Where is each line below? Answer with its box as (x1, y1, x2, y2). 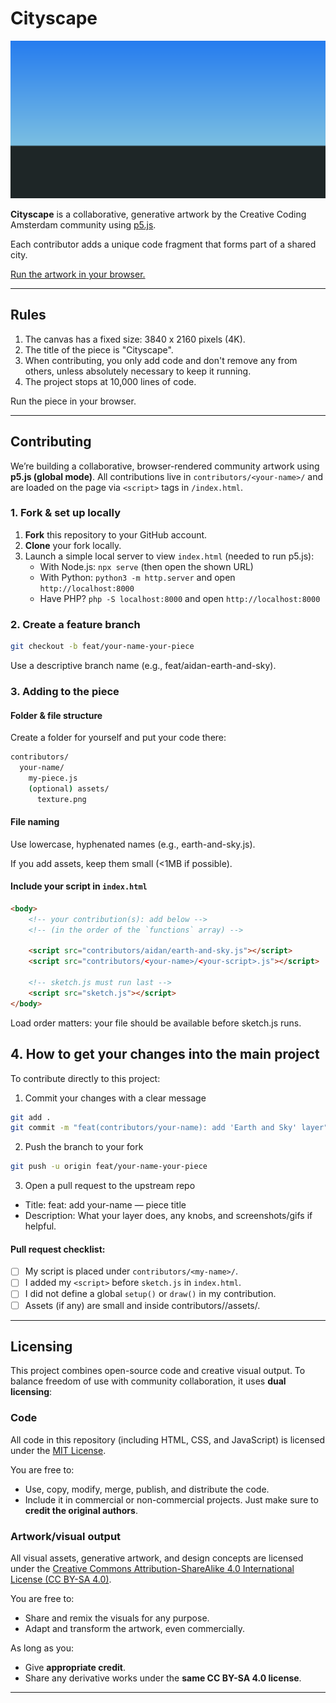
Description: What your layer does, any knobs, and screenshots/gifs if (24, 1210, 313, 1222)
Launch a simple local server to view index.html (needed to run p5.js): (24, 550, 315, 562)
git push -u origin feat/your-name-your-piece (10, 1162, 208, 1172)
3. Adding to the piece (10, 684, 120, 698)
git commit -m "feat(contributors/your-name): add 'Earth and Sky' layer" (10, 1123, 329, 1133)
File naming (10, 816, 60, 828)
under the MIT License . (10, 1444, 107, 1456)
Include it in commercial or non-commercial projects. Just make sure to (24, 1493, 319, 1506)
